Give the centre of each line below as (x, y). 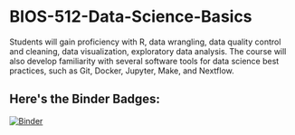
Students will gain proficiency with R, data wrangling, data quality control (145, 42)
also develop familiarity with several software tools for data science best (144, 61)
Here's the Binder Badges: (85, 99)
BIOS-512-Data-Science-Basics (131, 17)
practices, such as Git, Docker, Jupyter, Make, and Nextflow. (122, 71)
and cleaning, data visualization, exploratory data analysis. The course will (148, 51)
